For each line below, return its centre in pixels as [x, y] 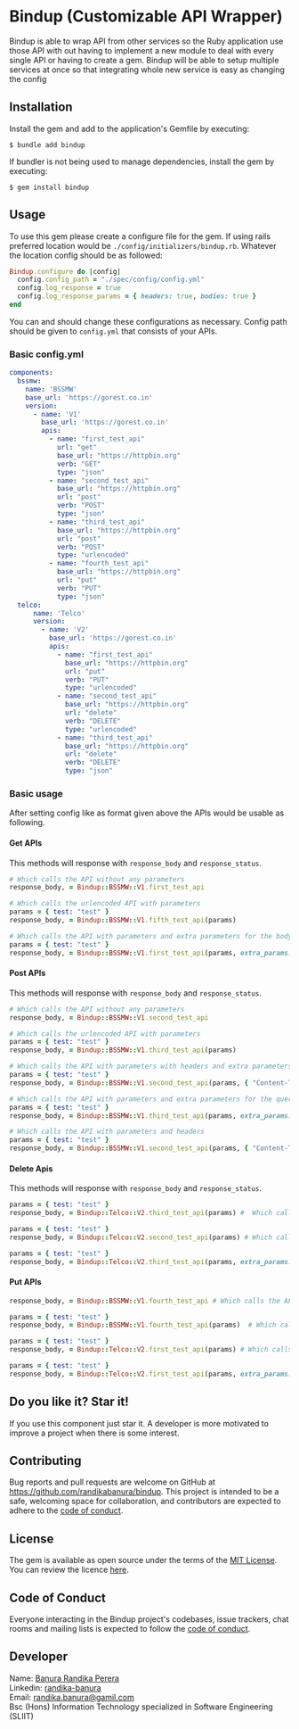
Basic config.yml [47, 354]
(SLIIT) [21, 1716]
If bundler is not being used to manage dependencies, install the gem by [142, 161]
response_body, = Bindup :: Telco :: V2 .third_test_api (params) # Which [141, 1213]
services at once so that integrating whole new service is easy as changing [147, 70]
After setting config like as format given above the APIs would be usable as [147, 813]
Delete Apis [31, 1168]
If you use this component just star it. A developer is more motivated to [139, 1423]
